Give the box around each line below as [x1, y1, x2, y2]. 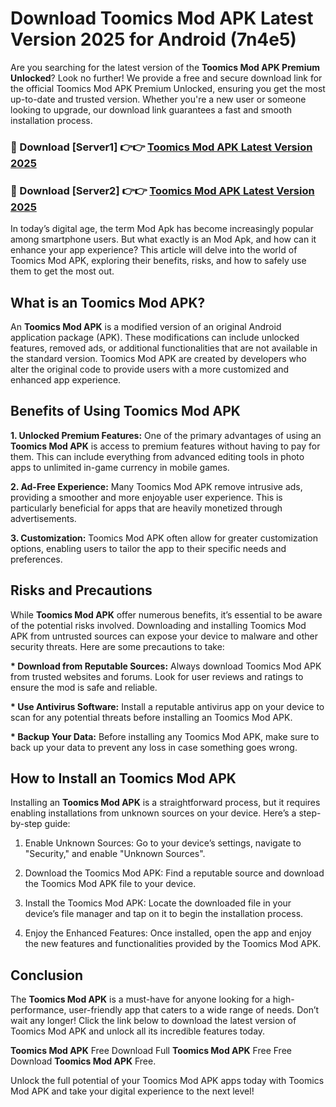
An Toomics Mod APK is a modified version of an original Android [10, 320, 282, 332]
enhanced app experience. [10, 373, 122, 386]
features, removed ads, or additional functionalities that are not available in [10, 342, 318, 354]
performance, [10, 1004, 67, 1016]
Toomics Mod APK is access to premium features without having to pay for [10, 440, 321, 452]
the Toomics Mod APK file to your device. [24, 878, 197, 890]
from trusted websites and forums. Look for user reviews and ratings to [10, 670, 304, 682]
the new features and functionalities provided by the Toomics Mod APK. [24, 938, 322, 950]
